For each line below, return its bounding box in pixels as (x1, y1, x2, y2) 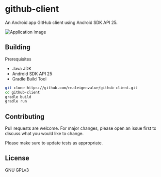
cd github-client (5, 90, 40, 95)
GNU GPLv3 (5, 167, 29, 173)
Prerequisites (5, 56, 32, 62)
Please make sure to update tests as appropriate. (5, 140, 103, 146)
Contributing (5, 112, 45, 120)
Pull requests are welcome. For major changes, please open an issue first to (5, 125, 157, 131)
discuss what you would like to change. (5, 131, 84, 137)
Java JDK (12, 65, 32, 71)
